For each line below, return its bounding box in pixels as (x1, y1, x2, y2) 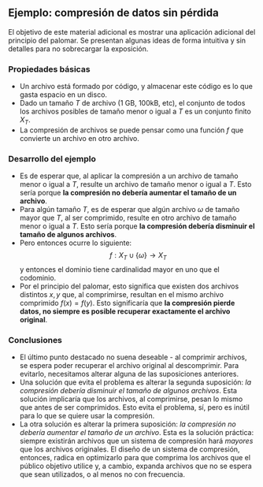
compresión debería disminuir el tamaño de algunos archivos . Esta (19, 386, 238, 396)
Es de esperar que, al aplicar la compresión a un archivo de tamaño (19, 171, 239, 180)
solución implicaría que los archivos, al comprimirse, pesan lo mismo (19, 394, 243, 404)
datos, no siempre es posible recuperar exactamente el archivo (19, 307, 231, 316)
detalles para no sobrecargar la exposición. (8, 43, 149, 54)
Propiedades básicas (8, 63, 91, 74)
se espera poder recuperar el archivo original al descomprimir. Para (19, 361, 239, 370)
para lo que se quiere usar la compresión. (19, 411, 155, 421)
